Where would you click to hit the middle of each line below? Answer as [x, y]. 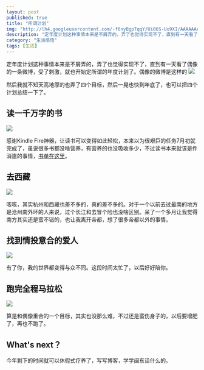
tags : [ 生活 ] [22, 46]
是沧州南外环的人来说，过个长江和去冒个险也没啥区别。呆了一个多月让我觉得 [102, 212]
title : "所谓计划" [28, 23]
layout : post [23, 12]
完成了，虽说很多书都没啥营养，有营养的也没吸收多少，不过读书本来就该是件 [102, 148]
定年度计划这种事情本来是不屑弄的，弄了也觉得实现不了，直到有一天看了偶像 [102, 64]
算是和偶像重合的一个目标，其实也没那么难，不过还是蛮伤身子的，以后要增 [99, 316]
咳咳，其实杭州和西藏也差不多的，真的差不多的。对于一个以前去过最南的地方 [102, 204]
